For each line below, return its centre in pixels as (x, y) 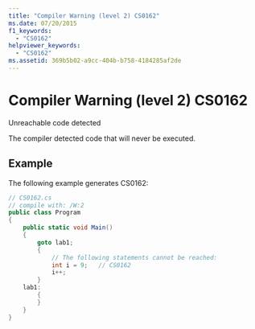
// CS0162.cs (30, 198)
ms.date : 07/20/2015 (43, 23)
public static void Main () (68, 228)
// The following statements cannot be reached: (134, 257)
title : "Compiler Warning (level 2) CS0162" (84, 16)
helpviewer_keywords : (45, 46)
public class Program (45, 213)
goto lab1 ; (56, 242)
